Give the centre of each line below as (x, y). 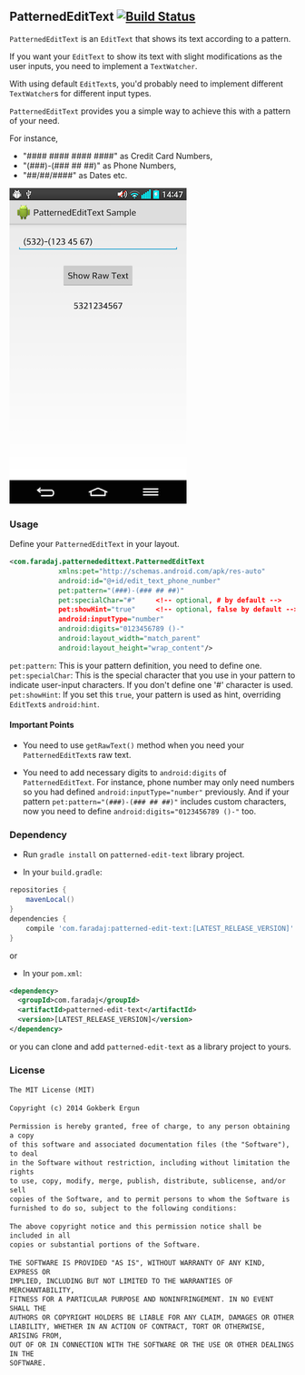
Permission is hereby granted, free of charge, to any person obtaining (150, 1127)
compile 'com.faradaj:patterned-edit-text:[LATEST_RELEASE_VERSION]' (160, 928)
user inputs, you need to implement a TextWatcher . (103, 66)
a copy (22, 1136)
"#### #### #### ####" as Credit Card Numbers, (118, 156)
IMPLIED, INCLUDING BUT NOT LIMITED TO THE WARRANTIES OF (121, 1281)
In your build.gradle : (62, 872)
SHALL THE (28, 1309)
